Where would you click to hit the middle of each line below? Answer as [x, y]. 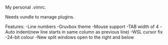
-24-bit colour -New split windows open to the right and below [69, 37]
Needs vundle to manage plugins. [40, 17]
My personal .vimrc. [26, 7]
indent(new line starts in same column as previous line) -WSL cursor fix [89, 32]
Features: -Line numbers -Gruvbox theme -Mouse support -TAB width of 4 [82, 26]
